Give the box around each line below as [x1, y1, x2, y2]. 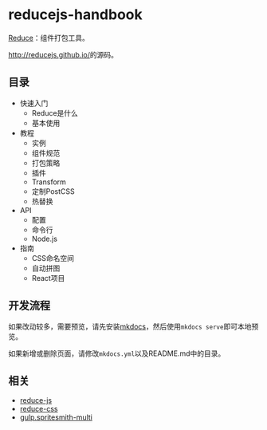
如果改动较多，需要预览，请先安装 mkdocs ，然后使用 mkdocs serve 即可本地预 [8, 322, 259, 331]
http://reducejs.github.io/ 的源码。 [8, 49, 118, 59]
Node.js [31, 234, 58, 243]
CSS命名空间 [31, 253, 74, 262]
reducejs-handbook [8, 6, 143, 24]
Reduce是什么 [31, 108, 78, 117]
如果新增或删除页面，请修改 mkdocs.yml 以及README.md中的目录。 [8, 349, 226, 358]
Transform [31, 177, 66, 187]
